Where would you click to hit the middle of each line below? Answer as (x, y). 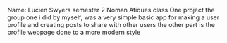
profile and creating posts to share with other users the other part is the (111, 25)
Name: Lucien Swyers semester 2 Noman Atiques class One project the (111, 10)
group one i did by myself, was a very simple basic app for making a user (114, 17)
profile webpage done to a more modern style (74, 32)
